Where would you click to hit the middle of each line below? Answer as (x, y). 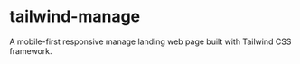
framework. (31, 50)
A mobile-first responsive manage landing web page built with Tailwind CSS (150, 41)
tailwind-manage (75, 17)
